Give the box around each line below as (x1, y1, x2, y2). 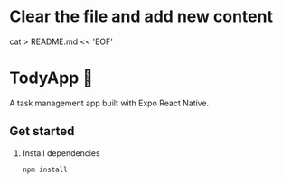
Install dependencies (22, 147, 101, 159)
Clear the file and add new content (9, 6, 274, 27)
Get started (9, 124, 75, 139)
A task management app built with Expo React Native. (9, 97, 210, 108)
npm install (22, 165, 68, 174)
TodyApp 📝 (9, 68, 93, 88)
